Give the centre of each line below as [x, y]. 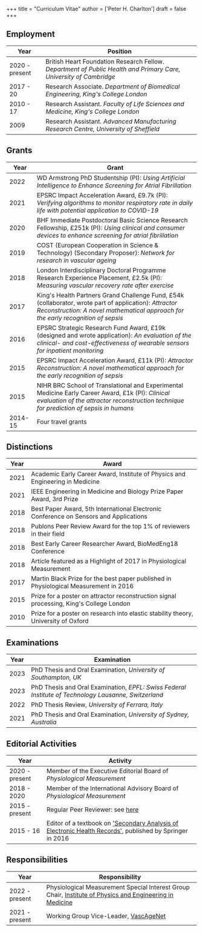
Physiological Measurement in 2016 [82, 586]
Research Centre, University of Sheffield [102, 128]
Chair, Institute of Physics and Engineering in [110, 894]
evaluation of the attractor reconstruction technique [110, 401]
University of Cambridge [80, 76]
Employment [31, 34]
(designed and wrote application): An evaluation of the [114, 335]
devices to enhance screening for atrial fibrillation [108, 235]
